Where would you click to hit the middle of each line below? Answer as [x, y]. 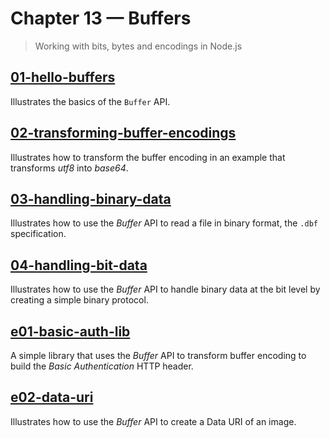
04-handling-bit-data [79, 265]
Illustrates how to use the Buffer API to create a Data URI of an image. [153, 421]
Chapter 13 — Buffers [101, 18]
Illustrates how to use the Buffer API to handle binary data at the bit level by [165, 289]
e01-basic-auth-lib [70, 331]
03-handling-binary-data [91, 198]
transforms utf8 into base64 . [69, 168]
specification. [38, 234]
